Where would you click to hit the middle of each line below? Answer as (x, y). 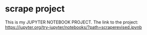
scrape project (35, 9)
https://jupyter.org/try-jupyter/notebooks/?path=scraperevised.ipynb (73, 27)
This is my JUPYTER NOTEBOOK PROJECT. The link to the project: (72, 22)
